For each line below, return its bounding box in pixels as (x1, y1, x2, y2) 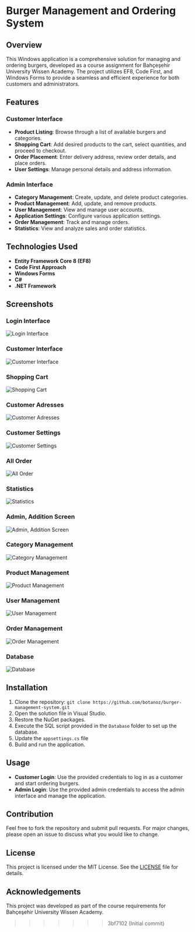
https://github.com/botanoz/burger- (92, 699, 182, 705)
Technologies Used (6, 242, 78, 252)
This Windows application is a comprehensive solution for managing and (6, 56, 181, 62)
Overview (6, 40, 43, 50)
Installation (6, 683, 48, 693)
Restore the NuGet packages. (14, 716, 86, 723)
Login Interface (6, 317, 51, 325)
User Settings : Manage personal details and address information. (14, 165, 172, 172)
